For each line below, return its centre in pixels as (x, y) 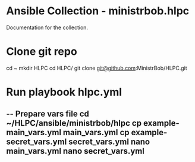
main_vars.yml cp (96, 133)
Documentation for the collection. (47, 27)
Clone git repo (42, 52)
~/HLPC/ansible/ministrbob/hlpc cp (74, 123)
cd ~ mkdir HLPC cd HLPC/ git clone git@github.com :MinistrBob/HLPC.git (97, 68)
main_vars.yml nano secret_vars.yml (75, 151)
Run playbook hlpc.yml (64, 92)
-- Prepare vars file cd (48, 114)
